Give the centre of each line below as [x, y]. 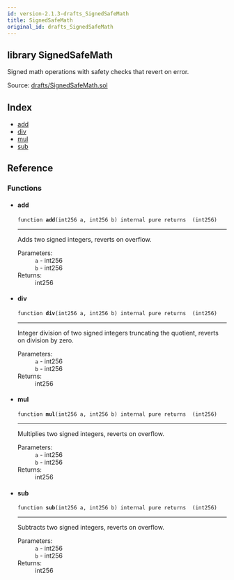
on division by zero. [46, 340]
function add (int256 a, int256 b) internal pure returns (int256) [117, 220]
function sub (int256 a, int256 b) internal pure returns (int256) [117, 508]
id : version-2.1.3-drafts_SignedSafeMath [68, 14]
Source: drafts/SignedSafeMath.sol [57, 85]
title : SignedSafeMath [40, 20]
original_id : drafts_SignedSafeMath [60, 27]
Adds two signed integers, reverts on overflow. [84, 239]
